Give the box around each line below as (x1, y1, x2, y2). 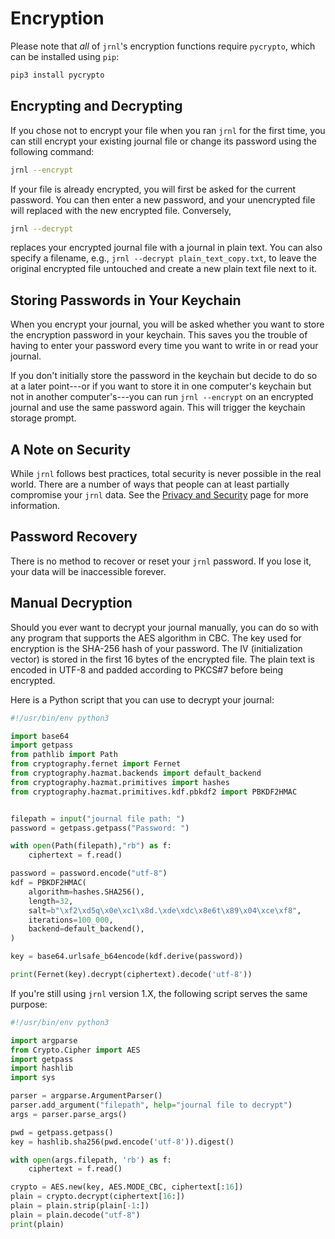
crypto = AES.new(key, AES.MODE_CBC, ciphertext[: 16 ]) (10, 1182, 244, 1192)
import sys (10, 1073, 56, 1083)
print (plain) (10, 1219, 65, 1229)
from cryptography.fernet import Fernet (10, 759, 182, 769)
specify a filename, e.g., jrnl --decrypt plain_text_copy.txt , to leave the (10, 252, 317, 264)
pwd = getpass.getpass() (10, 1127, 114, 1137)
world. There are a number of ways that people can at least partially (10, 478, 290, 490)
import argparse (10, 1035, 78, 1046)
